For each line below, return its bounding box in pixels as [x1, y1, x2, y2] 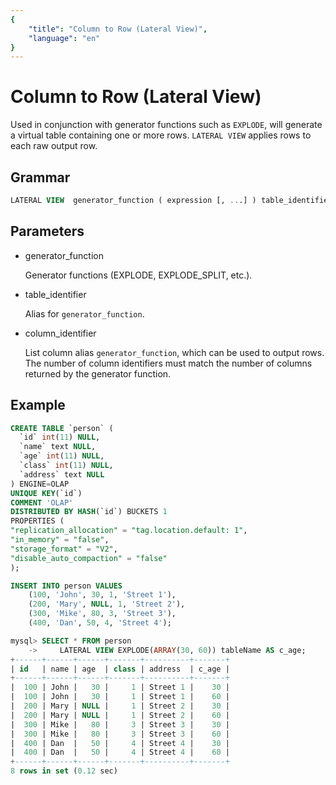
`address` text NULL [19, 469, 105, 480]
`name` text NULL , [19, 442, 97, 452]
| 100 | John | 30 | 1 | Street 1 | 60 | [10, 692, 230, 702]
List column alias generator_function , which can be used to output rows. [24, 346, 325, 358]
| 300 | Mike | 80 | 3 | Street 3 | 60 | [10, 729, 230, 739]
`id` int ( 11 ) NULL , [19, 432, 101, 443]
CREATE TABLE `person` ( [10, 423, 114, 433]
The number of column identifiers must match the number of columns [24, 357, 313, 369]
